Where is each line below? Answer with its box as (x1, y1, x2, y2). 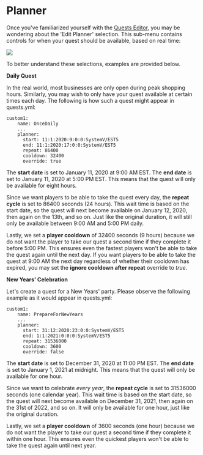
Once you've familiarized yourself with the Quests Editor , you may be (6, 24, 180, 31)
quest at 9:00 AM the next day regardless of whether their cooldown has (6, 257, 190, 265)
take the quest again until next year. (6, 442, 97, 449)
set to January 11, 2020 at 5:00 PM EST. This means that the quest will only (6, 175, 196, 182)
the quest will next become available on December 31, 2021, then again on (6, 397, 194, 404)
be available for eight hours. (6, 182, 77, 189)
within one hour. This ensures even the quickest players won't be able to (6, 435, 189, 442)
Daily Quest (6, 72, 37, 80)
